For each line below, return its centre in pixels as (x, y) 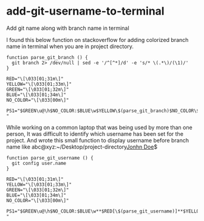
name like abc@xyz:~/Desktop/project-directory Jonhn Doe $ (82, 147)
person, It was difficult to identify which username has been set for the (95, 134)
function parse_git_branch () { (47, 57)
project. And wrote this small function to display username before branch (98, 140)
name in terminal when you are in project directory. (70, 46)
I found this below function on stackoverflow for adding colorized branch (97, 40)
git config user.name (39, 163)
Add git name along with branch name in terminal (68, 28)
